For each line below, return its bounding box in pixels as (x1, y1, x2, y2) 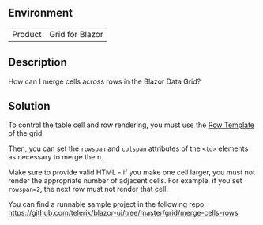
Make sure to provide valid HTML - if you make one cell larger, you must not (8, 167, 255, 177)
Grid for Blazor (49, 28, 104, 39)
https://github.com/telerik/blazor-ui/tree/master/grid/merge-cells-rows (8, 208, 239, 218)
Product (12, 28, 42, 39)
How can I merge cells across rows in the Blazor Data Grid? (8, 77, 201, 86)
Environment (8, 6, 73, 20)
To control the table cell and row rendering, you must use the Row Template (8, 120, 255, 129)
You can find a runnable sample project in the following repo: (8, 200, 207, 209)
